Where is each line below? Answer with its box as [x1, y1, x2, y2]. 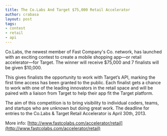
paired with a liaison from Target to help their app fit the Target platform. [5, 90, 154, 96]
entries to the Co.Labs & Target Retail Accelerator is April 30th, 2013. [5, 110, 147, 116]
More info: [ [5, 120, 29, 126]
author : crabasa [5, 12, 39, 17]
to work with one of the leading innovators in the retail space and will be [5, 85, 153, 91]
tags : [5, 21, 16, 26]
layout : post [5, 16, 32, 21]
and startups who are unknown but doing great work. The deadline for [5, 105, 150, 111]
